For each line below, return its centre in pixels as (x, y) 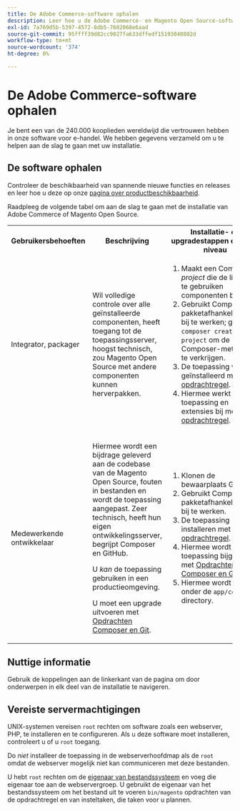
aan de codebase (121, 463)
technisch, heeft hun (127, 517)
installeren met (206, 529)
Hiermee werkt (206, 393)
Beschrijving (127, 241)
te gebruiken (202, 286)
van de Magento (120, 473)
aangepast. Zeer (120, 508)
